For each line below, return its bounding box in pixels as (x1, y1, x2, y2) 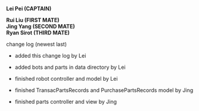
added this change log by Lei (14, 52, 86, 59)
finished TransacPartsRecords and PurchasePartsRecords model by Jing (14, 87, 194, 94)
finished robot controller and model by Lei (14, 75, 118, 82)
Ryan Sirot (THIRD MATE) (6, 29, 70, 36)
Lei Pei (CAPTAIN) (6, 5, 52, 12)
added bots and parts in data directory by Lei (14, 64, 126, 71)
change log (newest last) (6, 41, 67, 47)
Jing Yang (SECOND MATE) (6, 23, 76, 30)
